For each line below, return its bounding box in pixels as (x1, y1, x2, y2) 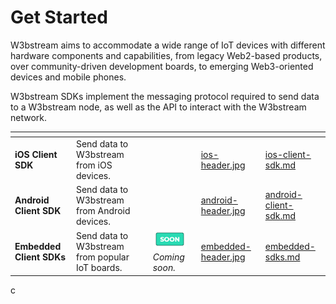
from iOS (75, 159, 113, 171)
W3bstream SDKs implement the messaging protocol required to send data (10, 90, 320, 102)
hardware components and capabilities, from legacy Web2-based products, (10, 49, 323, 61)
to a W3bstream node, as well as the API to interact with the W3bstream (10, 101, 307, 113)
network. (10, 111, 48, 123)
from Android (75, 204, 131, 216)
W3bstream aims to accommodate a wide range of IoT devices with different (10, 39, 326, 51)
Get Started (10, 6, 108, 29)
